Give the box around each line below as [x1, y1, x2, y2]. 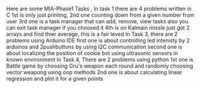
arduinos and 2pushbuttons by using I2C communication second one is [6, 43, 183, 50]
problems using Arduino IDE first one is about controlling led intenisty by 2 [6, 37, 190, 44]
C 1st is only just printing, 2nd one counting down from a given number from [6, 11, 195, 19]
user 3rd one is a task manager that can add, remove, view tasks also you [6, 18, 189, 25]
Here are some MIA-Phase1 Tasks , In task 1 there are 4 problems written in [6, 5, 192, 12]
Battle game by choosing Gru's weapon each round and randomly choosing [6, 62, 193, 69]
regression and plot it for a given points [6, 75, 103, 82]
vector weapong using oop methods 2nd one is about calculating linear [6, 69, 183, 75]
